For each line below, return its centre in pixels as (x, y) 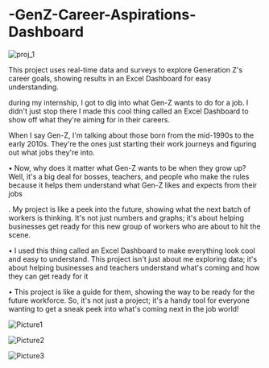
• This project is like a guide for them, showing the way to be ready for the (132, 292)
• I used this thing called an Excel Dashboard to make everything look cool (132, 250)
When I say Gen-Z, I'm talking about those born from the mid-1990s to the (131, 135)
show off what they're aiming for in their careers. (89, 119)
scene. (20, 234)
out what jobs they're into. (52, 152)
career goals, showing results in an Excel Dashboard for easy (110, 78)
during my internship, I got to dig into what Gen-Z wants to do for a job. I (128, 102)
